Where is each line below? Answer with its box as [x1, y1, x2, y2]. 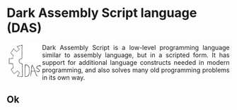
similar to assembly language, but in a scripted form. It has [42, 51, 230, 59]
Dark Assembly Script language [6, 5, 197, 21]
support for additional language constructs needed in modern [42, 58, 230, 66]
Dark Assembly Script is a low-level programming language [42, 43, 230, 51]
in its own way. [42, 73, 86, 82]
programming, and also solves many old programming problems [42, 66, 230, 74]
